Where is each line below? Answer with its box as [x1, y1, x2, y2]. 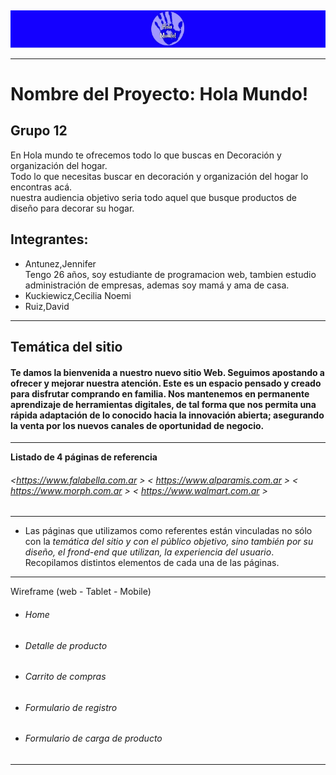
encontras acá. [10, 181, 73, 193]
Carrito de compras [24, 671, 107, 683]
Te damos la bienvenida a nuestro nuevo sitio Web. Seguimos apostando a [10, 366, 325, 378]
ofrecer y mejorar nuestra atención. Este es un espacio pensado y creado [10, 377, 322, 389]
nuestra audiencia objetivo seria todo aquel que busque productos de [10, 191, 297, 203]
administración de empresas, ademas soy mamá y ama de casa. [24, 279, 290, 291]
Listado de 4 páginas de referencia [10, 451, 158, 463]
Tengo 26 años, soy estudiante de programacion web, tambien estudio [24, 268, 317, 280]
